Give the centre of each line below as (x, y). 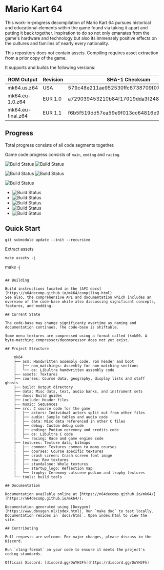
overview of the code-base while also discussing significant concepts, (81, 302)
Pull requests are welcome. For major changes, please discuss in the (78, 537)
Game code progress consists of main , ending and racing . (63, 154)
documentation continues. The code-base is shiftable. (62, 327)
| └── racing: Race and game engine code (59, 438)
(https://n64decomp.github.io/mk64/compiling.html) (59, 293)
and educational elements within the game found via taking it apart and (76, 27)
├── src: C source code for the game (52, 408)
